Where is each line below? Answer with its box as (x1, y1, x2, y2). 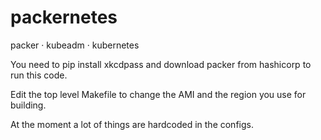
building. (10, 99, 47, 111)
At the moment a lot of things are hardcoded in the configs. (10, 118, 254, 130)
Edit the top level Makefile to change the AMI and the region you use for (10, 88, 307, 100)
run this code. (10, 69, 68, 81)
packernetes (10, 6, 118, 29)
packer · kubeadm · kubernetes (10, 39, 140, 51)
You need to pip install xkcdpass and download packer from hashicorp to (10, 58, 312, 70)
